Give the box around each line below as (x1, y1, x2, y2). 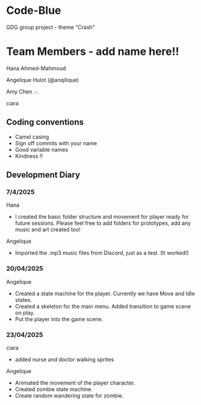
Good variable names (14, 146, 68, 153)
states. (14, 296, 32, 303)
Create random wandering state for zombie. (14, 392, 124, 399)
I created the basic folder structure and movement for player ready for (14, 213, 190, 221)
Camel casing (14, 133, 49, 140)
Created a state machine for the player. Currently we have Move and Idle (14, 290, 196, 297)
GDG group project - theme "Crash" (6, 24, 95, 31)
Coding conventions (6, 117, 84, 127)
